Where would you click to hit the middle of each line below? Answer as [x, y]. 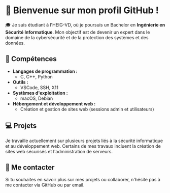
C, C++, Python [37, 76]
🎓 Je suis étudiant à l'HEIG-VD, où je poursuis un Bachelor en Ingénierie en [85, 24]
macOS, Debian [37, 98]
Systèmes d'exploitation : [40, 93]
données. [15, 43]
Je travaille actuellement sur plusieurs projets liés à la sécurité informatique [84, 141]
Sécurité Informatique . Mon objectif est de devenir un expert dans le [78, 32]
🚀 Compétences [31, 59]
